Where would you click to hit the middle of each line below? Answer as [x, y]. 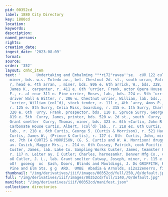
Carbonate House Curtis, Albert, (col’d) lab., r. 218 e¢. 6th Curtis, [86, 126]
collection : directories [31, 187]
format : [13, 56]
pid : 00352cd [19, 10]
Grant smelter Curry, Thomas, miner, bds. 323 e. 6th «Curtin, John [83, 122]
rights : [13, 43]
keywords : [15, 29]
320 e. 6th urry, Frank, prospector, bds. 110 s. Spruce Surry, [79, 113]
